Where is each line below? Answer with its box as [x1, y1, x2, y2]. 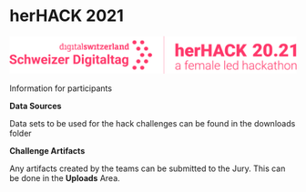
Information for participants [9, 83, 112, 94]
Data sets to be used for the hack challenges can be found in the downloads [9, 118, 296, 129]
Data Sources [9, 101, 62, 112]
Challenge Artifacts [9, 146, 86, 157]
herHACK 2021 [9, 5, 125, 26]
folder [9, 128, 32, 139]
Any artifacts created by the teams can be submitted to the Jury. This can [9, 163, 286, 174]
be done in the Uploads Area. [9, 173, 120, 184]
